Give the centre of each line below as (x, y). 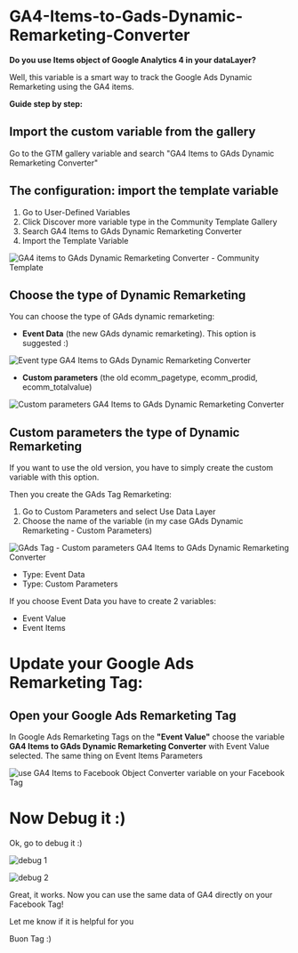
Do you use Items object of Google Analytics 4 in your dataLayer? (133, 60)
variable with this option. (54, 477)
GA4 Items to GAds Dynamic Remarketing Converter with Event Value (139, 747)
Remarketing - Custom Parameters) (87, 530)
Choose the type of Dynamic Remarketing (128, 295)
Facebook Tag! (36, 904)
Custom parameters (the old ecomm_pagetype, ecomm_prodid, (140, 378)
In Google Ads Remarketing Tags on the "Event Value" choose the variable (147, 737)
